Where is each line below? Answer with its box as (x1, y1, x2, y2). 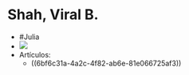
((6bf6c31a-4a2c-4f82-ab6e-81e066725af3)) (30, 58, 182, 68)
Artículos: (18, 49, 51, 59)
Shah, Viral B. (7, 6, 99, 24)
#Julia (18, 32, 40, 41)
